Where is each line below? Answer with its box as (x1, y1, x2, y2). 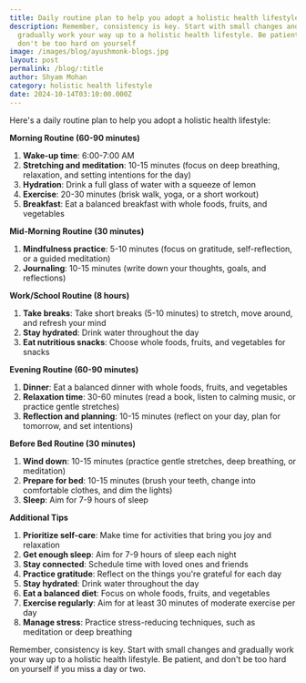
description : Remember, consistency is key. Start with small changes (9, 22, 283, 31)
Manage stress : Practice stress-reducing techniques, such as (22, 617, 256, 627)
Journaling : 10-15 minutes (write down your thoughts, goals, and (22, 262, 267, 273)
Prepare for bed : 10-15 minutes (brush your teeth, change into (22, 474, 257, 485)
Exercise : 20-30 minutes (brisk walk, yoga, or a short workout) (22, 189, 260, 199)
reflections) (22, 272, 66, 283)
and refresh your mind (22, 317, 107, 328)
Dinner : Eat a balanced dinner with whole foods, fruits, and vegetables (22, 382, 289, 392)
